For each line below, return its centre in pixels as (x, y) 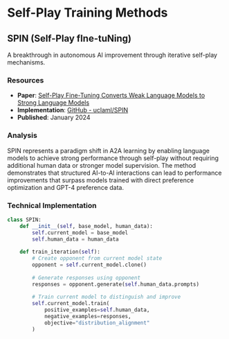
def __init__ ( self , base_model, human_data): (86, 226)
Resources (26, 80)
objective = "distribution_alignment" (97, 323)
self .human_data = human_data (75, 239)
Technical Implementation (52, 205)
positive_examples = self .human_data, (97, 310)
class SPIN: (24, 220)
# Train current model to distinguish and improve (107, 297)
